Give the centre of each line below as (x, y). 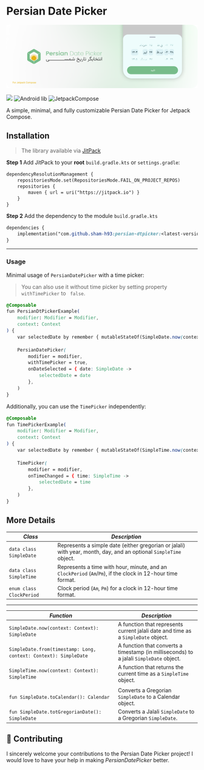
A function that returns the (151, 667)
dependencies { (25, 228)
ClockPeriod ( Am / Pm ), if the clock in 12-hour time (117, 573)
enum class (22, 588)
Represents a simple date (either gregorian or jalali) (121, 545)
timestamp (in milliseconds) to (156, 652)
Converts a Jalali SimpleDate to (156, 712)
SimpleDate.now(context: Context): (54, 628)
